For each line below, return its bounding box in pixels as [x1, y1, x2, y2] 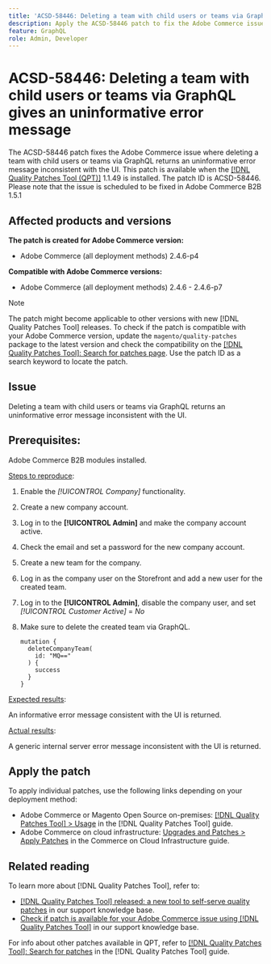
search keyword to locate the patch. [8, 357, 128, 366]
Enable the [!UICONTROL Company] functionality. [19, 486, 186, 496]
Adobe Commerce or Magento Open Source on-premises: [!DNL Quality [19, 810, 260, 820]
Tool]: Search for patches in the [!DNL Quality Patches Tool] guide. [8, 947, 230, 957]
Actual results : [8, 725, 56, 735]
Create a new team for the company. [19, 557, 142, 567]
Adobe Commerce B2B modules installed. [8, 455, 148, 465]
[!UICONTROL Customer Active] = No [19, 606, 145, 615]
